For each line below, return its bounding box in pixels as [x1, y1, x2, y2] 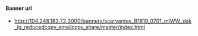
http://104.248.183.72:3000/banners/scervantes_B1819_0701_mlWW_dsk [14, 17, 191, 24]
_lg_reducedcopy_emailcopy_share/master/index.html [14, 24, 146, 31]
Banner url [5, 5, 32, 12]
